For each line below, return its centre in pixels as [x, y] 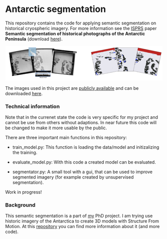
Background [20, 205]
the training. [25, 152]
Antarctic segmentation [55, 9]
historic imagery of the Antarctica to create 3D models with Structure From [82, 221]
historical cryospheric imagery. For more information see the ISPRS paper [81, 28]
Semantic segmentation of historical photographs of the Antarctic [75, 33]
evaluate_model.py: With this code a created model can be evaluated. [84, 162]
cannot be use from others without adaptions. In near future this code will [81, 122]
